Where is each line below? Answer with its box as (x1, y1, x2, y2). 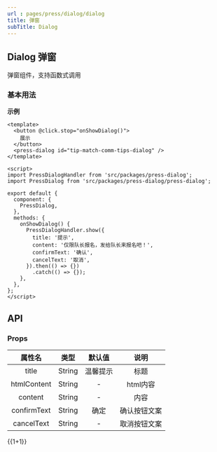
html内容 (126, 380, 155, 390)
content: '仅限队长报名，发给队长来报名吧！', (32, 242, 154, 249)
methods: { (13, 214, 45, 221)
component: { (13, 196, 52, 203)
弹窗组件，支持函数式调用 (7, 71, 81, 79)
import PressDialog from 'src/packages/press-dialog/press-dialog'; (7, 178, 211, 185)
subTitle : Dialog (7, 23, 58, 30)
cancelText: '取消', (32, 256, 90, 263)
